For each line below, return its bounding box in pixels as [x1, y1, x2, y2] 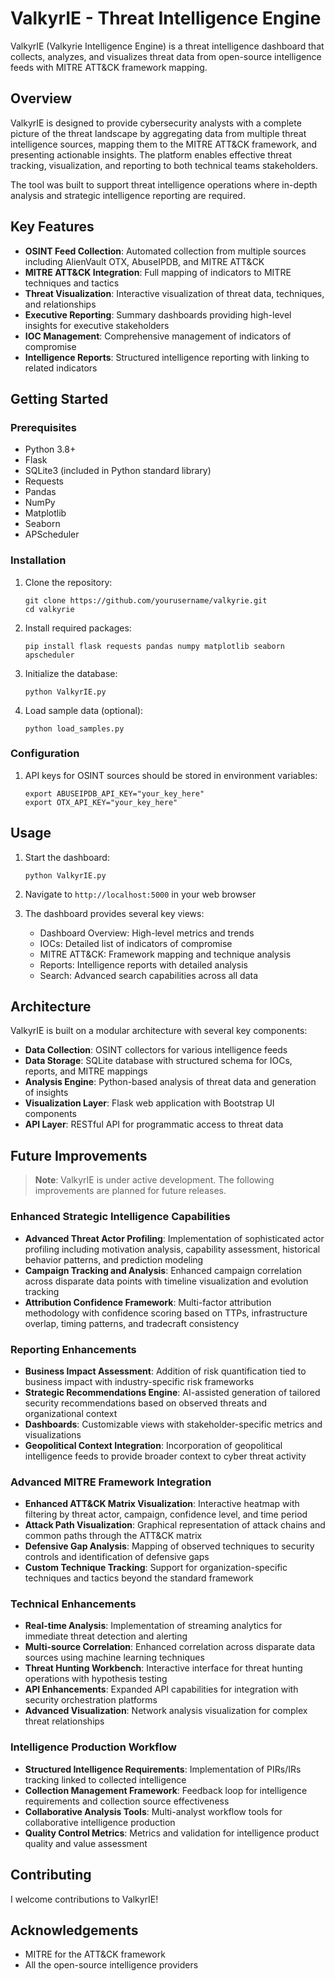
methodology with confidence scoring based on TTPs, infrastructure [24, 1307, 308, 1319]
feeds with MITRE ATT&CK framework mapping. [10, 61, 208, 73]
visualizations [24, 1428, 82, 1441]
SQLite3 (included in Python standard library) [24, 465, 212, 477]
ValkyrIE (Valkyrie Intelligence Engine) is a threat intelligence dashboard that [10, 40, 325, 52]
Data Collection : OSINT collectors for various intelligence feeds [24, 1044, 288, 1056]
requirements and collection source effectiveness [24, 1795, 230, 1807]
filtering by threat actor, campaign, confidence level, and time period [24, 1508, 308, 1521]
